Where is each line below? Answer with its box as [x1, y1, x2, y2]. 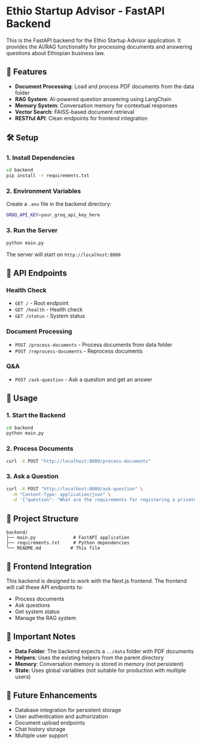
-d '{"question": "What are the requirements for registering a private [11, 497, 197, 503]
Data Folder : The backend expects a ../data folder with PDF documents [14, 647, 194, 655]
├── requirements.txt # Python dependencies [6, 540, 130, 546]
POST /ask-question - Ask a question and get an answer [14, 375, 153, 383]
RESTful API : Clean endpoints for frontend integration [14, 114, 148, 122]
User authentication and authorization [14, 713, 109, 720]
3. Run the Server [6, 226, 58, 235]
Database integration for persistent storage [14, 706, 121, 713]
